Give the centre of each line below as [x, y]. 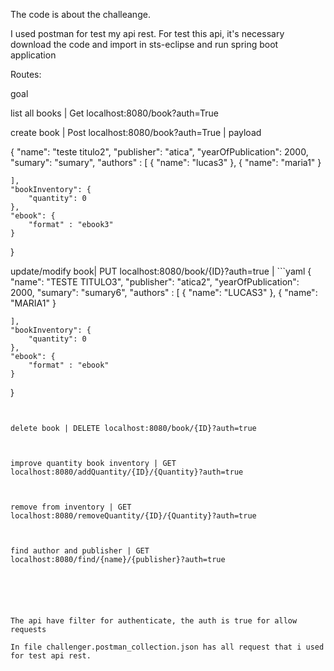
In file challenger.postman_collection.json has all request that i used [167, 647]
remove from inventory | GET [71, 507]
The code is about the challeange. [80, 14]
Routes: [26, 74]
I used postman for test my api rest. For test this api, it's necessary [147, 33]
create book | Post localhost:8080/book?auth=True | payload [136, 132]
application [33, 55]
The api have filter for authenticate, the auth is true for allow [154, 621]
